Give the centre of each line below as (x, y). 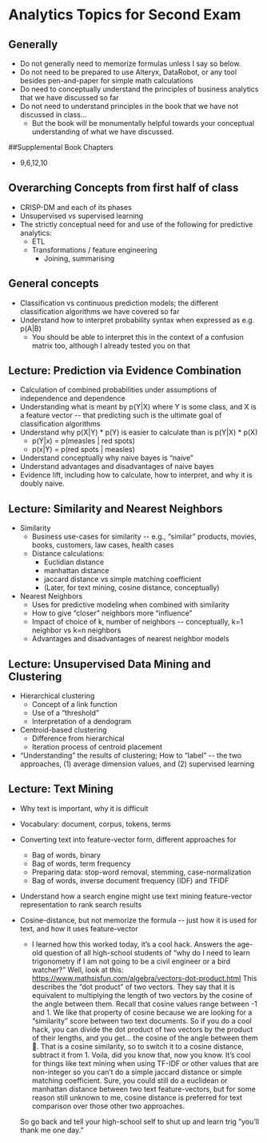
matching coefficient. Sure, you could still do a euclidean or (130, 1080)
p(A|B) (31, 328)
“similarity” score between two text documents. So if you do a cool (141, 1020)
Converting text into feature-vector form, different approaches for (128, 839)
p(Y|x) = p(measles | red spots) (84, 441)
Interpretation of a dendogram (82, 721)
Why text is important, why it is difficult (84, 808)
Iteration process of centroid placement (97, 747)
